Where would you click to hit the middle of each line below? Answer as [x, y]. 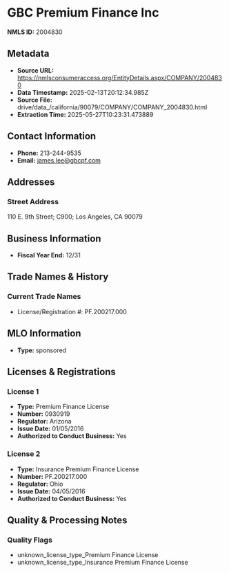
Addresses [31, 182]
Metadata [28, 54]
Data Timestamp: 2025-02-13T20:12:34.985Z [83, 92]
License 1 [23, 391]
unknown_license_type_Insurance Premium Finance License [102, 563]
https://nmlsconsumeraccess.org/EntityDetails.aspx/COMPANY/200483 [119, 78]
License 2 [24, 454]
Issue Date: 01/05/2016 [50, 429]
